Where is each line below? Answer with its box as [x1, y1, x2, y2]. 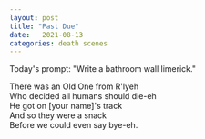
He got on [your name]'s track [9, 101, 123, 112]
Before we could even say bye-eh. [9, 120, 138, 131]
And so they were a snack [9, 110, 108, 121]
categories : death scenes [9, 38, 108, 48]
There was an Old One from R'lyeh [9, 81, 139, 92]
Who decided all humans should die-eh [9, 91, 157, 102]
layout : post [9, 13, 59, 23]
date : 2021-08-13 [9, 30, 84, 39]
